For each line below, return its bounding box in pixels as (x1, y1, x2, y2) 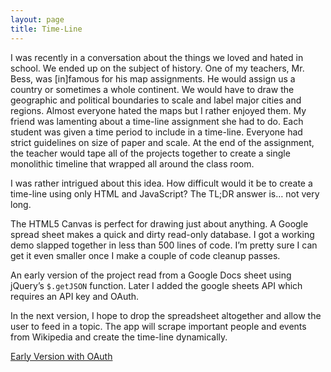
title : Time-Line (10, 24, 83, 34)
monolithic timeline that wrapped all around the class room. (10, 157, 255, 170)
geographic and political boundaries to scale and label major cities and (10, 94, 302, 106)
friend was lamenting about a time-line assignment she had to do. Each (10, 115, 304, 127)
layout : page (10, 14, 65, 25)
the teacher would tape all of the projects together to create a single (10, 147, 291, 159)
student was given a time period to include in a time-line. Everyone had (10, 126, 303, 138)
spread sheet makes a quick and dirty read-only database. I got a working (10, 228, 315, 240)
